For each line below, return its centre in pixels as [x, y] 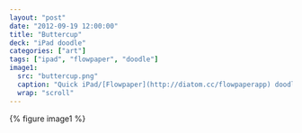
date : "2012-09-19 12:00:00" [64, 26]
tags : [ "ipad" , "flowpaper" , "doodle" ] [84, 59]
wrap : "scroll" [46, 93]
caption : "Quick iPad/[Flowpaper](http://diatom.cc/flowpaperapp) [144, 84]
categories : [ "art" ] [48, 51]
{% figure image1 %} [48, 119]
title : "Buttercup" [46, 34]
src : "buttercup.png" [58, 76]
